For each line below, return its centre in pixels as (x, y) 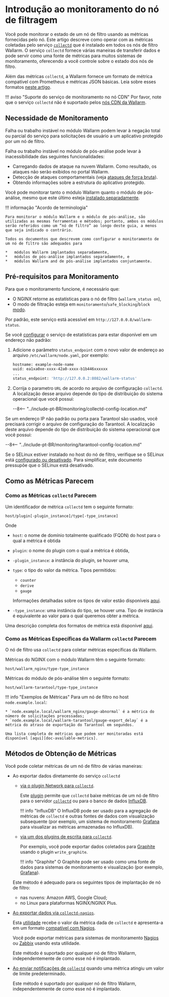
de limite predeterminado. (39, 973)
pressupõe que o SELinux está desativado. (50, 466)
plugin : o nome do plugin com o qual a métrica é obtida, (71, 550)
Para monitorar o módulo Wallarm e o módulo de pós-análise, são (75, 217)
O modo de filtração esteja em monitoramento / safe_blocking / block (81, 304)
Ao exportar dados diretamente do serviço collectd (66, 776)
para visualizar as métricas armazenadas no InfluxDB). (77, 827)
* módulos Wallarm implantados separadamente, (57, 252)
